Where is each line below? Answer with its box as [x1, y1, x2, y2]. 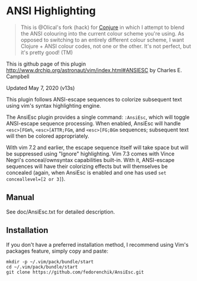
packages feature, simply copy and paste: [6, 247, 108, 254]
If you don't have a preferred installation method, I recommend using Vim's [6, 241, 189, 248]
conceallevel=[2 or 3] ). [6, 175, 66, 182]
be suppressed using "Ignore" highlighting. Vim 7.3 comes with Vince [6, 150, 175, 157]
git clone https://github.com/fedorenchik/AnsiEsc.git [6, 269, 144, 275]
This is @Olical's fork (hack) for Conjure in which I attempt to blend [20, 24, 185, 31]
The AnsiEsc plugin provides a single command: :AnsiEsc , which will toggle [6, 114, 190, 121]
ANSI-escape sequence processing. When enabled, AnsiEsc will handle [6, 119, 181, 127]
